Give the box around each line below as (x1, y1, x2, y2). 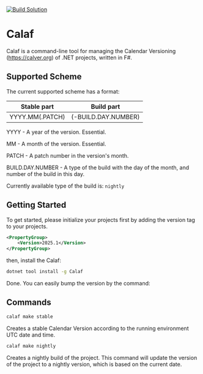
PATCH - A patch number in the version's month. (6, 152, 129, 159)
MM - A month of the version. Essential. (6, 140, 106, 147)
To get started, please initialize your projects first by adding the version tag (6, 216, 196, 223)
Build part (90, 102, 120, 111)
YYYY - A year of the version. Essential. (6, 128, 106, 136)
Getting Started (6, 200, 67, 210)
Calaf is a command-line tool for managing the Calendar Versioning (6, 47, 176, 54)
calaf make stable (6, 313, 53, 320)
